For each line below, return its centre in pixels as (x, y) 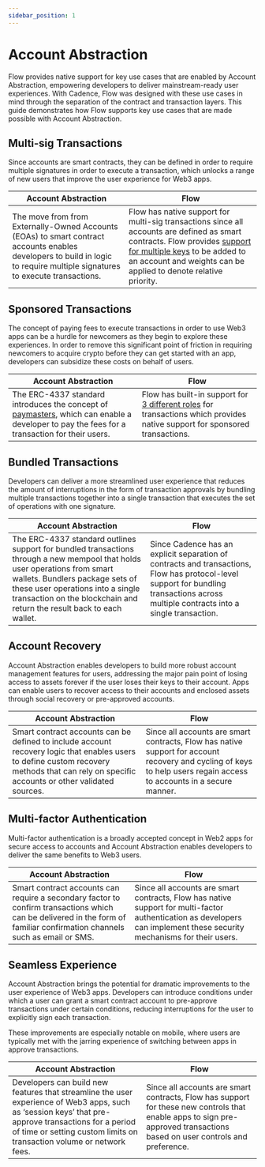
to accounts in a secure (189, 781)
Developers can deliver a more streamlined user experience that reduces (127, 481)
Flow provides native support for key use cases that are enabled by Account (132, 77)
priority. (143, 281)
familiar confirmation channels (68, 927)
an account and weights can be (187, 262)
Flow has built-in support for (195, 394)
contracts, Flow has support (198, 1097)
